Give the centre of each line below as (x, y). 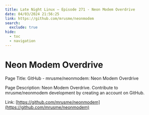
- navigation (22, 41)
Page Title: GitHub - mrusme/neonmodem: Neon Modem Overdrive (72, 78)
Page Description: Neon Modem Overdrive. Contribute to (62, 87)
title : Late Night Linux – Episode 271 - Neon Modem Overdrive (70, 9)
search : (13, 23)
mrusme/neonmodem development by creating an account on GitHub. (75, 93)
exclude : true (23, 28)
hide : (10, 32)
